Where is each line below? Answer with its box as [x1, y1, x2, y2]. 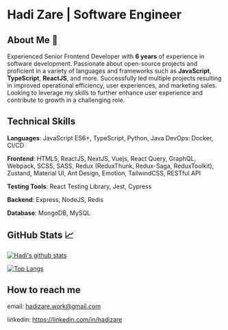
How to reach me [7, 284, 81, 296]
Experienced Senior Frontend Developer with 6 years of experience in [7, 52, 205, 60]
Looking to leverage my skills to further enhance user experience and [7, 89, 203, 97]
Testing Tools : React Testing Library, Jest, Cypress [7, 182, 152, 190]
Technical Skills [7, 116, 76, 127]
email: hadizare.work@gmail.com [7, 302, 101, 311]
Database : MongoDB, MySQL [7, 209, 91, 217]
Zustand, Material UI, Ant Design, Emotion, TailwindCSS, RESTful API [7, 168, 201, 177]
